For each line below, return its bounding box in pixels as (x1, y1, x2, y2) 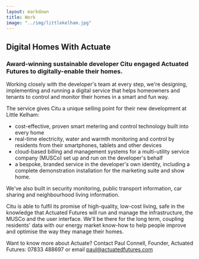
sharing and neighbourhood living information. (6, 191, 120, 198)
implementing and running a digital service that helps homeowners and (6, 87, 180, 94)
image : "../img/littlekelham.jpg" (6, 20, 92, 26)
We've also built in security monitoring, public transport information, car (6, 185, 182, 192)
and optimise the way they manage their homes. (6, 228, 124, 235)
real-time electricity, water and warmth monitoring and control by (14, 135, 175, 143)
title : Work (6, 14, 36, 20)
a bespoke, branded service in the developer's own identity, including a (14, 161, 190, 168)
